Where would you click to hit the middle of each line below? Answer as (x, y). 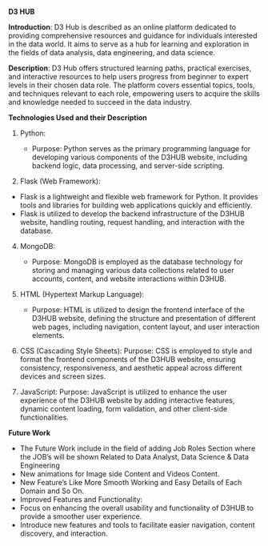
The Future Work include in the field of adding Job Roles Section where (138, 448)
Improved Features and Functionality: (81, 499)
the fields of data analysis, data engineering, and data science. (112, 52)
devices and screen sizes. (63, 376)
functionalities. (44, 417)
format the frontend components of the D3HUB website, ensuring (128, 359)
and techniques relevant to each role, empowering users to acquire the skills (134, 94)
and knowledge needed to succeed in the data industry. (100, 102)
